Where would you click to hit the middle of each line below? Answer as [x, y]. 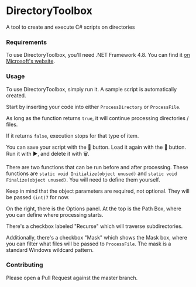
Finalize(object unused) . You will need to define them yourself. [83, 179]
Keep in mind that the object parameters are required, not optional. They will [98, 191]
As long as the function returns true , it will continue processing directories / [97, 118]
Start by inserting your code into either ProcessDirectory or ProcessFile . [93, 107]
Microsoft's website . [31, 61]
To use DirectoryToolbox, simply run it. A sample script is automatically [92, 89]
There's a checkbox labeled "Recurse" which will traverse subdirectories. [94, 226]
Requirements [27, 42]
